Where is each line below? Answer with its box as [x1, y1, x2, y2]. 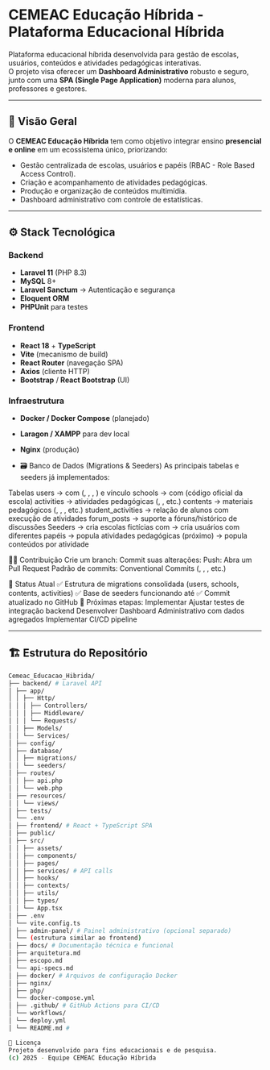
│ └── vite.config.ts [8, 919, 81, 927]
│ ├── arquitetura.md [8, 949, 81, 957]
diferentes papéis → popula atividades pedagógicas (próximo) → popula [8, 531, 247, 541]
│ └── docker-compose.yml [8, 994, 95, 1002]
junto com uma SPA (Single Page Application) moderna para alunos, [8, 75, 237, 85]
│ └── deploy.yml [8, 1017, 67, 1025]
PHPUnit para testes [19, 302, 88, 312]
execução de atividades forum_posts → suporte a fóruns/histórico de [8, 514, 238, 523]
